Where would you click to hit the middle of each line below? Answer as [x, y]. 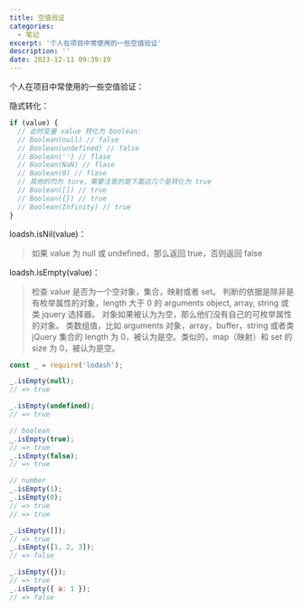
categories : [32, 26]
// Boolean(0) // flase [62, 174]
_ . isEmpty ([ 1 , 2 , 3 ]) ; [52, 548]
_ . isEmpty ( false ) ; [44, 456]
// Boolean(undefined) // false [79, 148]
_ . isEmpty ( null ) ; [42, 381]
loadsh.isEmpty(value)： [55, 272]
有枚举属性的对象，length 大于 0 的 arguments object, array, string [155, 303]
